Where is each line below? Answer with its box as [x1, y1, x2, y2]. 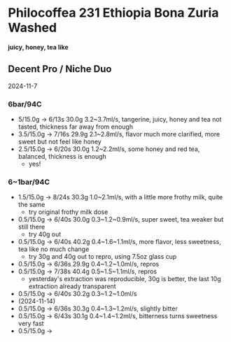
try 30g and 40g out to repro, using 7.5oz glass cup [28, 252, 177, 261]
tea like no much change [17, 245, 90, 253]
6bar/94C [8, 99, 42, 109]
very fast [17, 320, 44, 328]
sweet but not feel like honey [17, 138, 102, 146]
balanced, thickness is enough [17, 152, 107, 161]
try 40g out [28, 230, 62, 238]
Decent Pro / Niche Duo [8, 63, 112, 75]
